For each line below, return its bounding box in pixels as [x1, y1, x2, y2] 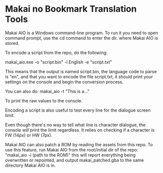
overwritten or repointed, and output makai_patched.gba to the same [5, 157, 144, 163]
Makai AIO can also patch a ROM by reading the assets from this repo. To [5, 141, 153, 147]
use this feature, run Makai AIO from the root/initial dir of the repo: [5, 147, 139, 153]
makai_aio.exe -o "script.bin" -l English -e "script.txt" [5, 59, 113, 65]
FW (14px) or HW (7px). [5, 132, 52, 138]
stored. [5, 40, 20, 46]
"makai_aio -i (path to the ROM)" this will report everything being [5, 152, 136, 158]
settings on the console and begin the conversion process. [5, 79, 124, 85]
